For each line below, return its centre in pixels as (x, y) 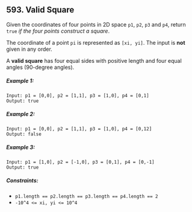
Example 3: (20, 147)
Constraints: (22, 181)
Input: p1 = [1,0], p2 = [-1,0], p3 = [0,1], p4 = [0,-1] (80, 162)
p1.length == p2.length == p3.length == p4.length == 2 (86, 196)
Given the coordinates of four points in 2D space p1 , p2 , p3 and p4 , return (96, 24)
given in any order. (29, 49)
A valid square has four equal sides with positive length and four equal (94, 60)
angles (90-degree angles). (40, 67)
